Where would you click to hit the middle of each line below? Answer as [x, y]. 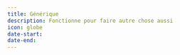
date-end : [22, 41]
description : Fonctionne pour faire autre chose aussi [90, 21]
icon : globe [25, 27]
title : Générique [33, 14]
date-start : [25, 34]
